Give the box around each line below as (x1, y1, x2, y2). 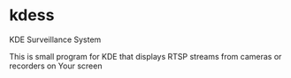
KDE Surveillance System (9, 34, 102, 45)
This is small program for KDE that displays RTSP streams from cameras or (9, 51, 282, 61)
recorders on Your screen (9, 60, 103, 71)
